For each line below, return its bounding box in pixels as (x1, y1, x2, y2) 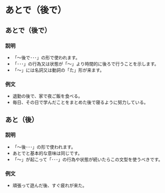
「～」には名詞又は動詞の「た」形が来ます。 (12, 67, 104, 73)
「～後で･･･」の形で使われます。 (12, 54, 80, 60)
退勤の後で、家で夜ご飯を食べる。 (12, 93, 83, 99)
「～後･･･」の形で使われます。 (12, 143, 76, 150)
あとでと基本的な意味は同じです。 (12, 150, 82, 156)
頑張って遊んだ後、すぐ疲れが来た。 (12, 182, 87, 188)
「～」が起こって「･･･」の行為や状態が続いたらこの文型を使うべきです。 (12, 156, 163, 162)
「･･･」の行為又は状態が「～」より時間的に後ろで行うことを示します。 (12, 60, 159, 66)
